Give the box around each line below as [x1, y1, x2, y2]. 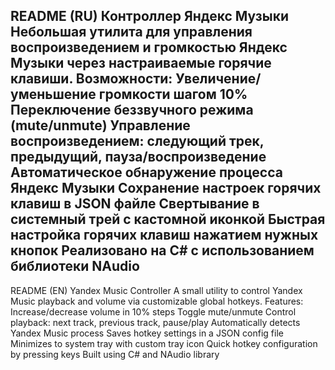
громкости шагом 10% [98, 86, 248, 103]
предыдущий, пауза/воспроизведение [10, 149, 267, 166]
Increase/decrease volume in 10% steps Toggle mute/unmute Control [10, 305, 297, 318]
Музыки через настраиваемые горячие [10, 55, 272, 72]
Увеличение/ [175, 70, 262, 88]
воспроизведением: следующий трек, [10, 133, 265, 150]
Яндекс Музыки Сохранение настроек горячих [10, 180, 322, 197]
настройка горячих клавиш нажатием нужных [10, 227, 319, 244]
